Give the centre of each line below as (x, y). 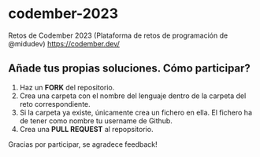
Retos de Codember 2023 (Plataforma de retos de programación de (118, 35)
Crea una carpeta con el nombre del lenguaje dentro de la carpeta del (133, 96)
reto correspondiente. (55, 104)
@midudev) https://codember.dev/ (64, 43)
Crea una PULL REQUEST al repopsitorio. (86, 129)
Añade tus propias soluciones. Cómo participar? (129, 69)
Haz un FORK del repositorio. (67, 87)
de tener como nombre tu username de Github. (96, 120)
